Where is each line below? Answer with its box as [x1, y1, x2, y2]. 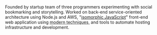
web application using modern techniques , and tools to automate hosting [5, 19, 151, 25]
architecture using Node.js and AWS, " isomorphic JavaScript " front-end [5, 14, 148, 20]
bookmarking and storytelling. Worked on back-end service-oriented [5, 9, 142, 15]
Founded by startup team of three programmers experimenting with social [5, 4, 152, 10]
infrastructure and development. [5, 24, 70, 30]
